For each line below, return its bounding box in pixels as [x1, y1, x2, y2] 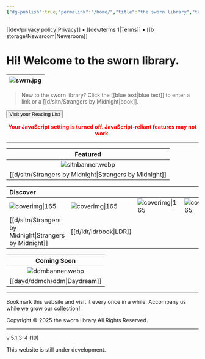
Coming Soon [35, 256, 76, 265]
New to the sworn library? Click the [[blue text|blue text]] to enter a [21, 91, 190, 99]
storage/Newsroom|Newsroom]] [6, 32, 88, 40]
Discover [9, 187, 37, 196]
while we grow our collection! [6, 304, 81, 312]
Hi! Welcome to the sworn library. [6, 53, 179, 67]
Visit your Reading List [9, 111, 60, 117]
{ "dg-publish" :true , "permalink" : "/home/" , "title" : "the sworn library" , [6, 9, 192, 15]
